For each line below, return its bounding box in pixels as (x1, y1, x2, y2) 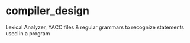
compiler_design (5, 4, 90, 18)
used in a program (5, 29, 50, 37)
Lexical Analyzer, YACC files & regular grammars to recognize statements (5, 24, 185, 31)
